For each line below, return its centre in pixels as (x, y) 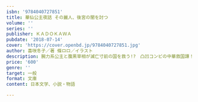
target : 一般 (22, 73)
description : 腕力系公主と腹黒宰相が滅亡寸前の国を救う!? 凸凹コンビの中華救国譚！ (100, 56)
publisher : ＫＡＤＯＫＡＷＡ (39, 34)
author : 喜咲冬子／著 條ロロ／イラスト (49, 51)
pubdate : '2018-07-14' (34, 40)
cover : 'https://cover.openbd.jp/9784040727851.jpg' (73, 46)
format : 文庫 (22, 79)
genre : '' (19, 67)
